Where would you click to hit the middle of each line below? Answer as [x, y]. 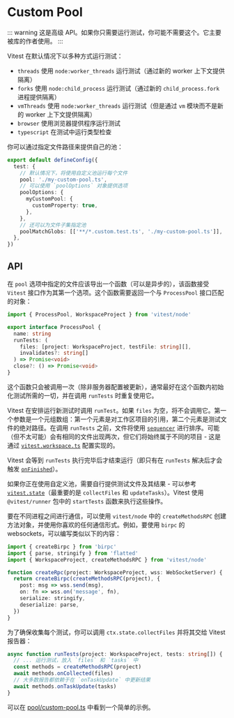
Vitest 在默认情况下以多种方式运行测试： [65, 56]
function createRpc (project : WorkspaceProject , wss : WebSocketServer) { [115, 572]
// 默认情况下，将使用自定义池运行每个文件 [74, 173]
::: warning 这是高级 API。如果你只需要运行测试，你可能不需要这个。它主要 [114, 32]
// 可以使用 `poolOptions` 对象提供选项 [74, 186]
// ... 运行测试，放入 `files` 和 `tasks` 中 [76, 661]
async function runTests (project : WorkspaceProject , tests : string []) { [115, 654]
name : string [32, 334]
